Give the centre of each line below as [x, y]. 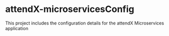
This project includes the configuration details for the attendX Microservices [85, 23]
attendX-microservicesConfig [70, 9]
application [17, 28]
